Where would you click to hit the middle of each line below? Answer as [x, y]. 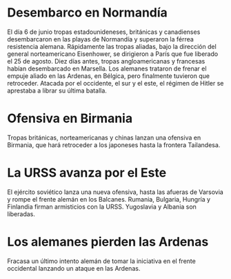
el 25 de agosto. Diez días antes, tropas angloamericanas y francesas [106, 61]
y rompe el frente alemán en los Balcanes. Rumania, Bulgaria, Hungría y [109, 199]
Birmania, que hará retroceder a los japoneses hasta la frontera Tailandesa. [114, 145]
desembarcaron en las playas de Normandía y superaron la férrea [101, 39]
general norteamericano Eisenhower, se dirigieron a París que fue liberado [113, 54]
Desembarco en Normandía [87, 13]
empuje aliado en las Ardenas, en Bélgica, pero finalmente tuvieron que [109, 76]
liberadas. [21, 214]
